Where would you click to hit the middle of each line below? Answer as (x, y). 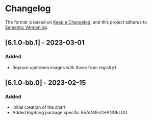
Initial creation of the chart (39, 107)
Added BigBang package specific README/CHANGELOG (70, 113)
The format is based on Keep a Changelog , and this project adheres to (76, 22)
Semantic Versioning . (26, 27)
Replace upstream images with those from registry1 (64, 67)
